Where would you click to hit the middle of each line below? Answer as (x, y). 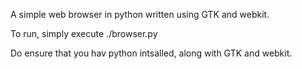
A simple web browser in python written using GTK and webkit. (140, 14)
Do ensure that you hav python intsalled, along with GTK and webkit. (151, 53)
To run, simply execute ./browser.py (84, 33)
